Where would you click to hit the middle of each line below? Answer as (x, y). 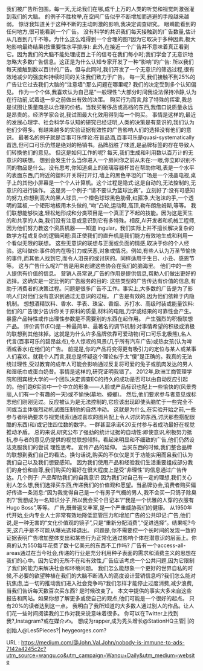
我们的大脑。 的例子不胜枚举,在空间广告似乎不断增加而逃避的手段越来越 (100, 16)
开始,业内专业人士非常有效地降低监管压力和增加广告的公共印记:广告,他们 (101, 515)
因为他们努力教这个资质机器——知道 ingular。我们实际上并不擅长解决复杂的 (100, 228)
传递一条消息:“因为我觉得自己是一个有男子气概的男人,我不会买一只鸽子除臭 (104, 492)
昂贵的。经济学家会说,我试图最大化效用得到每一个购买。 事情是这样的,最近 (104, 115)
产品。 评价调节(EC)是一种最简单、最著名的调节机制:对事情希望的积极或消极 (101, 326)
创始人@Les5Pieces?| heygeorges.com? (56, 630)
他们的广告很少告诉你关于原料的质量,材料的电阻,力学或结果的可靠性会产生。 (101, 311)
